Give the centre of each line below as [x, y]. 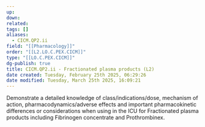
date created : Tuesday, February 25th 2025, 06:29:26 [76, 75]
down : [13, 18]
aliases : [17, 35]
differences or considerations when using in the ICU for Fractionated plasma [102, 111]
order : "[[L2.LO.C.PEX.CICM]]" [46, 52]
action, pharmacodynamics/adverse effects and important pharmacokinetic [102, 104]
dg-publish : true [28, 63]
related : [17, 23]
